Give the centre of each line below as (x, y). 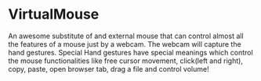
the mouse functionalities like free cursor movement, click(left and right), (125, 61)
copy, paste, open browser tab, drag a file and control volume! (109, 69)
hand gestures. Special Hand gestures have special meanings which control (130, 52)
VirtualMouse (54, 14)
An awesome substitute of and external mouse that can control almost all (126, 36)
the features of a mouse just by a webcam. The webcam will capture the (125, 44)
